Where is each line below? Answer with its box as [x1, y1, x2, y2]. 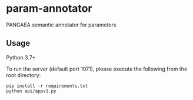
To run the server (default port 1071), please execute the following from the [6, 65, 188, 72]
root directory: [6, 71, 41, 78]
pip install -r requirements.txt [6, 83, 88, 89]
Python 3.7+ [6, 54, 36, 61]
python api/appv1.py [6, 88, 57, 94]
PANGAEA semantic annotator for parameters [6, 21, 117, 28]
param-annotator [6, 2, 92, 15]
